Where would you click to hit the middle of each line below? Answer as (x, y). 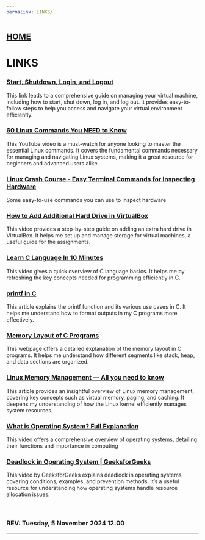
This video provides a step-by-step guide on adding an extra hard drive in (99, 229)
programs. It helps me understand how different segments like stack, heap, (101, 355)
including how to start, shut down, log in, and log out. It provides (87, 102)
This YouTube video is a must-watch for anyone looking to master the (94, 143)
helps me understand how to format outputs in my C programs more (92, 313)
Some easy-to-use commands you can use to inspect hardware (86, 200)
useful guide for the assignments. (49, 242)
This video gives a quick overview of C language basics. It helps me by (95, 271)
